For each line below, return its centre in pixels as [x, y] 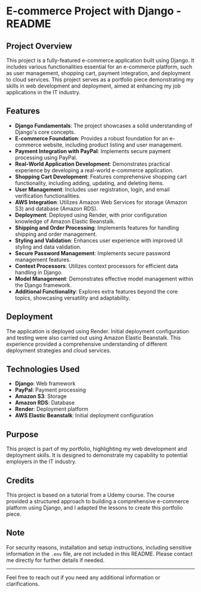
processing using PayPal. [46, 157]
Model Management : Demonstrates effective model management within [104, 279]
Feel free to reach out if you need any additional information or [83, 577]
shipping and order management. [56, 234]
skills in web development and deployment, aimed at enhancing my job [94, 86]
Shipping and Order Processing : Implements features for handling [97, 228]
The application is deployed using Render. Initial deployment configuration [98, 331]
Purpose [22, 434]
